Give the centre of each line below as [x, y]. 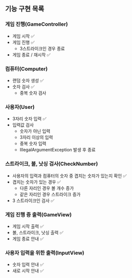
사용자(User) [20, 107]
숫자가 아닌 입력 [35, 131]
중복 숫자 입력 [33, 143]
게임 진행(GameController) [37, 24]
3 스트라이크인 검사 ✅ [33, 201]
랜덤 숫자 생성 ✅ [28, 80]
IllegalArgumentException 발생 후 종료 [58, 150]
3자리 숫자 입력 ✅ [29, 119]
